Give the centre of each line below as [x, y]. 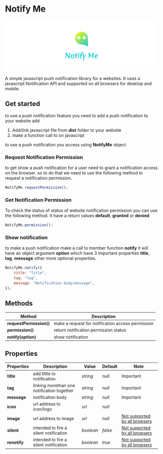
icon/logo [43, 409]
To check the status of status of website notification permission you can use [81, 211]
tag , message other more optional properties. [51, 258]
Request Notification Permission [44, 157]
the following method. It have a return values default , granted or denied [77, 216]
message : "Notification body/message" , [54, 283]
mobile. [13, 89]
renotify [15, 442]
